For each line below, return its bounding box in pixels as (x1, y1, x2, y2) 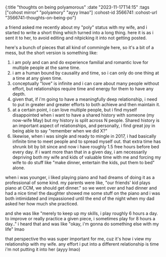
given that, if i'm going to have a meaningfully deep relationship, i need (12, 96, 158, 102)
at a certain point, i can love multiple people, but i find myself (12, 107, 137, 113)
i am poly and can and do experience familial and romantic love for (12, 60, 149, 65)
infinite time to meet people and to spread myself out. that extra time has (12, 138, 161, 144)
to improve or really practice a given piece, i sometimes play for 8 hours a (5, 216, 156, 221)
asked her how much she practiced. (5, 201, 78, 206)
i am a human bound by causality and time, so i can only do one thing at (12, 70, 160, 76)
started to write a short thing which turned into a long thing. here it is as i (5, 30, 154, 35)
